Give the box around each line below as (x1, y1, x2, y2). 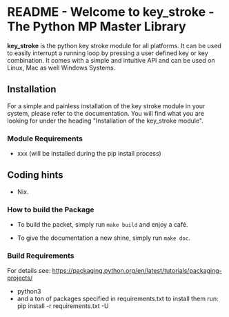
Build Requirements (7, 251, 74, 260)
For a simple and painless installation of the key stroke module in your (7, 101, 206, 110)
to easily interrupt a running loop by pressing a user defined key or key (7, 49, 208, 57)
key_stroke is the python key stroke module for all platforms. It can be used (7, 41, 222, 50)
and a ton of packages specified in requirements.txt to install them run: (17, 294, 219, 303)
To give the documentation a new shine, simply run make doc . (17, 234, 191, 242)
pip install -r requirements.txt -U (17, 302, 109, 310)
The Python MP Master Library (7, 19, 186, 34)
